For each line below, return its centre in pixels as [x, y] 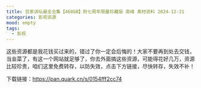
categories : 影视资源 [31, 17]
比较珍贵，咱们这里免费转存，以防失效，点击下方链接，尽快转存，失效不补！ [100, 67]
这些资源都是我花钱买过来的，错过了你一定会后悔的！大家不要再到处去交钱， [100, 52]
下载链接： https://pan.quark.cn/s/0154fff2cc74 [64, 79]
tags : [13, 28]
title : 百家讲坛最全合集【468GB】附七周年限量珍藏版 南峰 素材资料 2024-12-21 [95, 12]
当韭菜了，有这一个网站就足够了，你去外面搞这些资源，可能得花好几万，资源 [100, 59]
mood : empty [21, 23]
